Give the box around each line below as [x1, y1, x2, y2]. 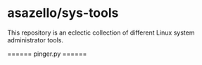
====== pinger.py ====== [7, 49, 87, 58]
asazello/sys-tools [7, 5, 119, 21]
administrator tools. [7, 35, 63, 44]
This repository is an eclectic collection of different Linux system [7, 28, 195, 37]
